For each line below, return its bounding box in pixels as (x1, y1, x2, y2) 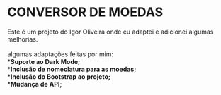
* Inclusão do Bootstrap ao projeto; (7, 72, 111, 81)
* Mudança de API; (7, 80, 62, 88)
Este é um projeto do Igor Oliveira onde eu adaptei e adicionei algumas (7, 27, 214, 36)
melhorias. (7, 34, 38, 43)
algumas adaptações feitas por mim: (7, 50, 114, 58)
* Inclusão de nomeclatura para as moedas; (7, 65, 137, 73)
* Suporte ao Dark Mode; (7, 57, 81, 65)
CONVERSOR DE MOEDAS (7, 4, 164, 20)
